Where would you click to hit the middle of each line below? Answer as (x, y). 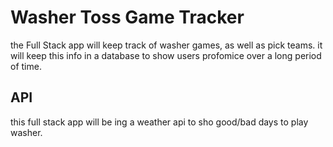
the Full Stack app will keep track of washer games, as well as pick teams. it (166, 45)
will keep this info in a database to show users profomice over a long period (166, 55)
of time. (26, 66)
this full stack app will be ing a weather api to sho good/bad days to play (159, 122)
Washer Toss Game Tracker (127, 17)
